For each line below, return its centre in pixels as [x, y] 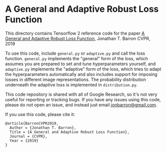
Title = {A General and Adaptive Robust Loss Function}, [70, 132]
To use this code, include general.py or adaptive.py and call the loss [75, 53]
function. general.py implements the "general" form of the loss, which [77, 58]
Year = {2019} [24, 141]
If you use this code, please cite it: [40, 114]
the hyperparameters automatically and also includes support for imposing [81, 74]
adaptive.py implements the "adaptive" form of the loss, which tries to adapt [83, 69]
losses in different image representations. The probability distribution [76, 79]
